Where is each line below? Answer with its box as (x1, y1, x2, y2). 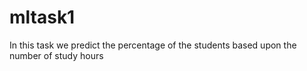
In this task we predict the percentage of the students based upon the (9, 39, 297, 51)
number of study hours (9, 49, 104, 61)
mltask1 (9, 6, 76, 29)
